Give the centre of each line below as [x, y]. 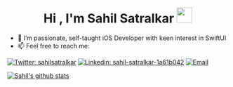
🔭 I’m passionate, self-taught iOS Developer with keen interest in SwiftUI [122, 38]
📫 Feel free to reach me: [53, 46]
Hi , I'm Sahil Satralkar [108, 19]
